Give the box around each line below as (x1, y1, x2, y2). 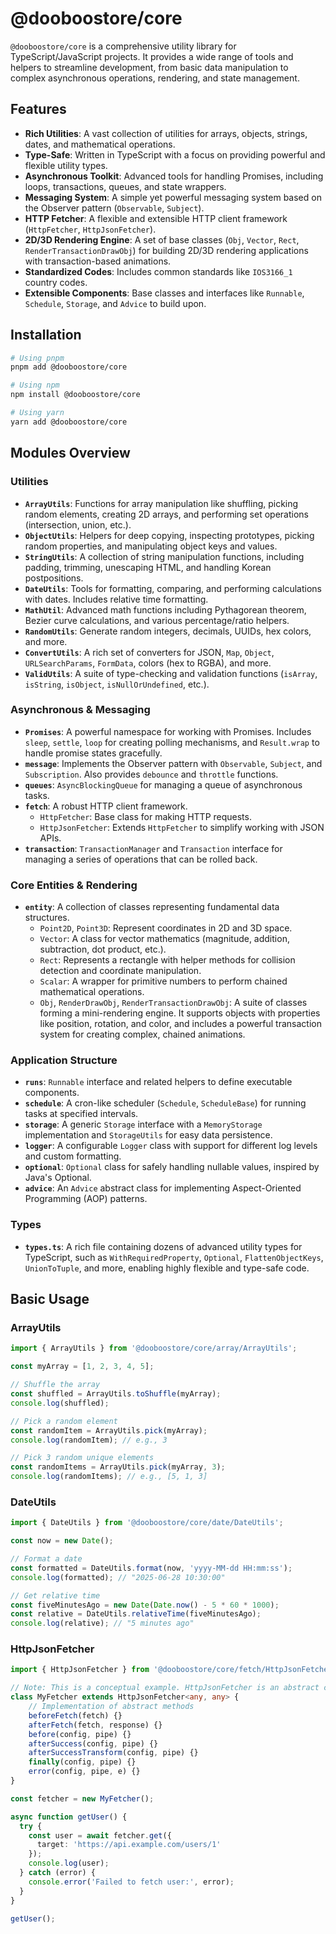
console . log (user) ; (28, 1858, 110, 1869)
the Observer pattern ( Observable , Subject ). (24, 202, 205, 214)
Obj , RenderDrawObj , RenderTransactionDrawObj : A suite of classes (39, 997, 308, 1009)
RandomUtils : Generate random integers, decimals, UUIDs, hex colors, (24, 625, 312, 637)
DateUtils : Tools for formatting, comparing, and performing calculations (24, 582, 322, 594)
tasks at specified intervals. (24, 1108, 139, 1120)
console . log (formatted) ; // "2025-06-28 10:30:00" (10, 1572, 226, 1582)
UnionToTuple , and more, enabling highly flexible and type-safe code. (24, 1262, 310, 1274)
